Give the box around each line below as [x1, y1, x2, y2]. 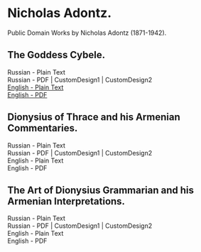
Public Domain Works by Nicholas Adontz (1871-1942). [7, 28, 167, 37]
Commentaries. [7, 122, 78, 134]
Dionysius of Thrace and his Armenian [7, 111, 181, 124]
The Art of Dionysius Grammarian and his [7, 184, 194, 196]
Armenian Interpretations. [7, 195, 126, 207]
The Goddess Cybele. [7, 49, 106, 61]
